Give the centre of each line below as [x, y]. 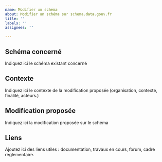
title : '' [15, 18]
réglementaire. [20, 155]
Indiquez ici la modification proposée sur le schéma [57, 123]
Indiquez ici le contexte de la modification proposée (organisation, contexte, [81, 90]
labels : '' [16, 23]
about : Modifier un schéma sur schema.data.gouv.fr [58, 14]
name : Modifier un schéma [31, 9]
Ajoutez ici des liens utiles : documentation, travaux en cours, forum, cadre [80, 149]
